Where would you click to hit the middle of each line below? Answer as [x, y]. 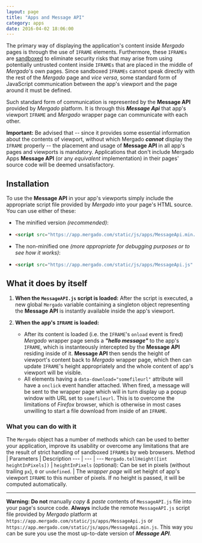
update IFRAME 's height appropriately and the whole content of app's [109, 366]
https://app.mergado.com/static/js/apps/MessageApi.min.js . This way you [100, 527]
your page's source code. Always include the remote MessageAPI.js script [98, 508]
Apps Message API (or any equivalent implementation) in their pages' [93, 158]
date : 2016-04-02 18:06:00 [40, 29]
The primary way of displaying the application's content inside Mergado [95, 46]
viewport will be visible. [53, 372]
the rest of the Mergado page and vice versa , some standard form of [92, 78]
